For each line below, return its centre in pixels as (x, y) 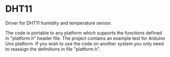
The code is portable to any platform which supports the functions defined (84, 33)
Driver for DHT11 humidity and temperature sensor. (59, 23)
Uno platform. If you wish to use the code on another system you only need (85, 43)
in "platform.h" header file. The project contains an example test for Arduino (85, 38)
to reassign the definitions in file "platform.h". (53, 49)
